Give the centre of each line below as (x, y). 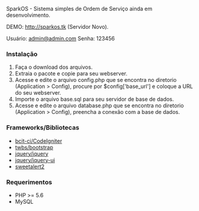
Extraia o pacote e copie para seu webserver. (71, 74)
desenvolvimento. (28, 15)
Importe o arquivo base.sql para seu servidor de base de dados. (94, 99)
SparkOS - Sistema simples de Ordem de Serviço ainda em (79, 9)
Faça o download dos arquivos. (54, 67)
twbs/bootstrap (34, 147)
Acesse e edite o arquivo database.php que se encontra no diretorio (99, 105)
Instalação (22, 54)
